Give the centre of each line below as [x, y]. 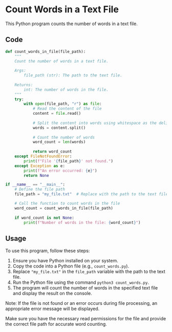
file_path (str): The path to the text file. [73, 75]
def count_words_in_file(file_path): [46, 51]
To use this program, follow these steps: [48, 251]
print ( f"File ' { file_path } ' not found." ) [69, 161]
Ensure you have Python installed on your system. [66, 261]
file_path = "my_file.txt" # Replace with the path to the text [86, 194]
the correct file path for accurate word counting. [56, 324]
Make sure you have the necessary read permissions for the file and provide [86, 319]
